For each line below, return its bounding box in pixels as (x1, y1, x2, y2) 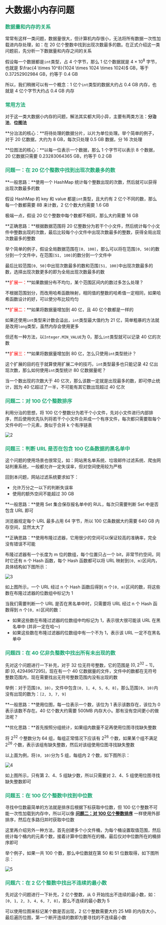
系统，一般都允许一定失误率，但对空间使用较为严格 (18, 463, 122, 469)
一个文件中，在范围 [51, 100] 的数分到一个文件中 (13, 252, 112, 258)
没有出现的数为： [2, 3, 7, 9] (5, 691, 67, 697)
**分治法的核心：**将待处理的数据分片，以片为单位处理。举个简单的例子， (5, 130, 157, 136)
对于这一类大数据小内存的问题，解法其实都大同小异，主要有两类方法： (5, 113, 148, 119)
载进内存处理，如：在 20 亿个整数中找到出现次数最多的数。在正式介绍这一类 (5, 42, 161, 48)
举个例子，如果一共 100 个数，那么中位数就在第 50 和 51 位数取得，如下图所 (5, 850, 160, 856)
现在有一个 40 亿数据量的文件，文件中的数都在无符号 (49, 668, 157, 674)
